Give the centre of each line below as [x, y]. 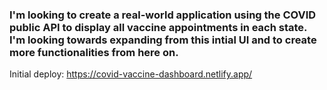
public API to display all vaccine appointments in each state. [158, 27]
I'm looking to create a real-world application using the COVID [163, 15]
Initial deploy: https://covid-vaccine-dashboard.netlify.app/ [131, 74]
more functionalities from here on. [94, 52]
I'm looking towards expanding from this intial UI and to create [163, 40]
